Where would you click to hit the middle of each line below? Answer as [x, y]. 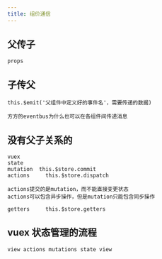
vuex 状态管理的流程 [52, 232]
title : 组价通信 [29, 14]
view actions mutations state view [60, 249]
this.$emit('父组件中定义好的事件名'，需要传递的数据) [80, 103]
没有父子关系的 [40, 140]
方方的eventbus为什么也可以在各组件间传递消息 [68, 117]
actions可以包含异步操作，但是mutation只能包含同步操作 [81, 197]
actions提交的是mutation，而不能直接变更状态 [68, 189]
